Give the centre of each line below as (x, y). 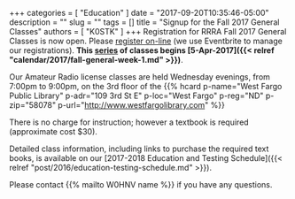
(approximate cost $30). (53, 131)
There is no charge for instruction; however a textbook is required (129, 122)
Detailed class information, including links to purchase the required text (139, 149)
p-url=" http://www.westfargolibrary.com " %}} (141, 105)
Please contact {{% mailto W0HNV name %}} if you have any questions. (141, 184)
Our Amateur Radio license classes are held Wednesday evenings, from (140, 77)
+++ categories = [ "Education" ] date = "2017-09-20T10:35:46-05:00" (139, 13)
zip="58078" (32, 105)
